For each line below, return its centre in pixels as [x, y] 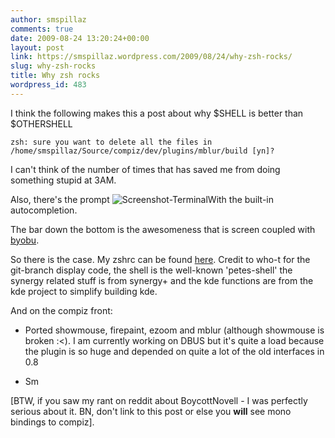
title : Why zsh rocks [55, 76]
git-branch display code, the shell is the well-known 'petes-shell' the [151, 270]
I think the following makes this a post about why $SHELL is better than [157, 113]
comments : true [42, 29]
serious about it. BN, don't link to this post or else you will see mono [151, 411]
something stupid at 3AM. [63, 180]
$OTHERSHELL [41, 123]
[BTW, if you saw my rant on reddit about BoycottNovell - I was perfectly [159, 400]
